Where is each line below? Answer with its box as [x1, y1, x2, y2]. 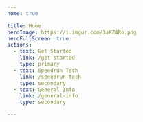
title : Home [7, 22, 41, 29]
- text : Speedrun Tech [13, 66, 78, 74]
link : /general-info [19, 93, 78, 99]
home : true [7, 10, 38, 17]
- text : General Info [13, 86, 76, 93]
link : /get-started [19, 54, 76, 62]
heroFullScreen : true [7, 35, 69, 42]
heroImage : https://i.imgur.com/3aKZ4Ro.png [7, 29, 137, 36]
